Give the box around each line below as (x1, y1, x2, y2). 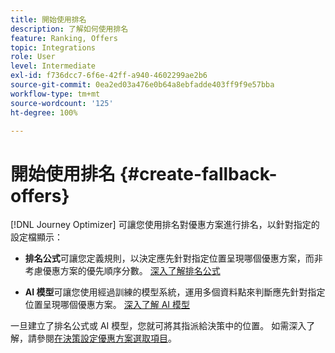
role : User (10, 52, 56, 62)
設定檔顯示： (10, 231, 63, 243)
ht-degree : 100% (10, 107, 78, 118)
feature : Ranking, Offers (10, 33, 118, 43)
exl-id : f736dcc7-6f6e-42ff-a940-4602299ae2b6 (10, 71, 208, 81)
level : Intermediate (10, 61, 97, 71)
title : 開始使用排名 (10, 14, 87, 25)
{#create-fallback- (119, 162, 278, 185)
